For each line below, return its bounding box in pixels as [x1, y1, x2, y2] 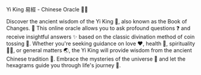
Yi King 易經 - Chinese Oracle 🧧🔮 [6, 6, 89, 13]
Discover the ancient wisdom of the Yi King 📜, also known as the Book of [6, 18, 187, 25]
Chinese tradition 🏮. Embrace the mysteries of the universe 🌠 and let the [6, 55, 186, 62]
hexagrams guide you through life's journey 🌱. [6, 62, 121, 68]
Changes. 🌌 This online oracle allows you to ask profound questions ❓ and [6, 25, 191, 32]
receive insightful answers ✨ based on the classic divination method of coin [6, 33, 195, 40]
